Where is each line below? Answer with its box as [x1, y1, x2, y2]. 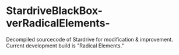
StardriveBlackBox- [6, 4, 103, 18]
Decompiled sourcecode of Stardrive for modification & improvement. [6, 36, 173, 43]
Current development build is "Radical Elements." [6, 42, 124, 49]
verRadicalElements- [6, 16, 110, 30]
